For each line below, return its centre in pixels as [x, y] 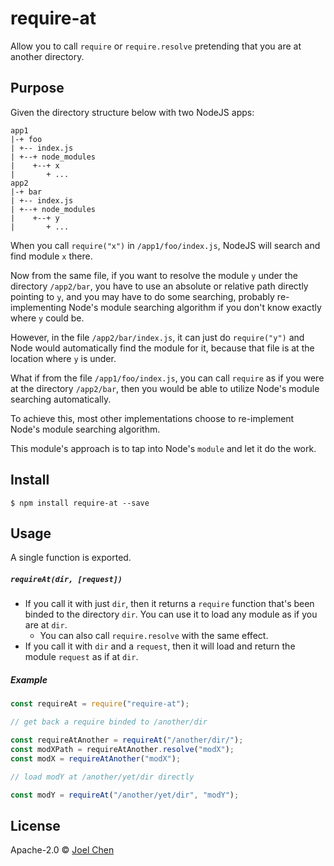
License [35, 825]
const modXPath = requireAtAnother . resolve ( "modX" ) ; [122, 749]
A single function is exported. [71, 558]
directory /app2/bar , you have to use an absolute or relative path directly [159, 286]
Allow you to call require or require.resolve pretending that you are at [156, 46]
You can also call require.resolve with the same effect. [154, 636]
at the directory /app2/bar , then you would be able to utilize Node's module [165, 388]
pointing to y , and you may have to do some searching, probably [142, 296]
